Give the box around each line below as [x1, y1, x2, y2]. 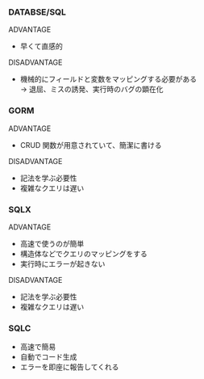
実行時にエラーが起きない [19, 259, 106, 268]
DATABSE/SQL [8, 6, 67, 18]
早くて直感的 [19, 41, 63, 51]
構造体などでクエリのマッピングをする [19, 249, 148, 259]
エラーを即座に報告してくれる [19, 362, 119, 372]
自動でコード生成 [19, 352, 77, 362]
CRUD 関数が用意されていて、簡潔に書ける [19, 140, 162, 149]
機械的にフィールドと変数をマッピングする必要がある [19, 74, 198, 84]
